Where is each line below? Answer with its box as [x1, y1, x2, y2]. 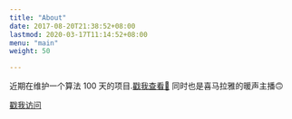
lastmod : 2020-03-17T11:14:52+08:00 [9, 30, 148, 39]
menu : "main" [9, 38, 59, 48]
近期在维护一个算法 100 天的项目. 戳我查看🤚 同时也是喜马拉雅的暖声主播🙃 [9, 80, 284, 91]
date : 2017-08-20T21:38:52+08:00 [9, 22, 136, 31]
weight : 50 [9, 47, 51, 56]
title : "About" [9, 13, 67, 23]
